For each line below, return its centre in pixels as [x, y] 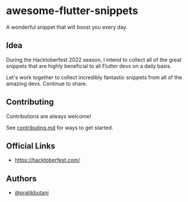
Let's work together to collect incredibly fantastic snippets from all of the [94, 77]
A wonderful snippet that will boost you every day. [67, 27]
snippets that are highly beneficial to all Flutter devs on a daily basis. [89, 66]
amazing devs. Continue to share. [47, 83]
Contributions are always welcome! [49, 116]
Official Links [31, 146]
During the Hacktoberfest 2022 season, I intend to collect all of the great [94, 59]
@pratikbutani [31, 193]
